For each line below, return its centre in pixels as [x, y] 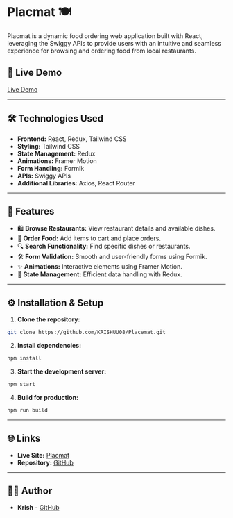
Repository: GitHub [45, 462]
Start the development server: [62, 371]
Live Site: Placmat [43, 455]
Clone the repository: [49, 319]
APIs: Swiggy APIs [44, 176]
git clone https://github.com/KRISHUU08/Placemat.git [87, 333]
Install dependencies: [49, 346]
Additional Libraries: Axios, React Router [76, 183]
